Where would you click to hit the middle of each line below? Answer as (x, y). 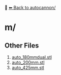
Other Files (22, 45)
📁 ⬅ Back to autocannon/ (30, 8)
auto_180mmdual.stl (32, 57)
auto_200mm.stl (28, 62)
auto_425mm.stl (28, 68)
